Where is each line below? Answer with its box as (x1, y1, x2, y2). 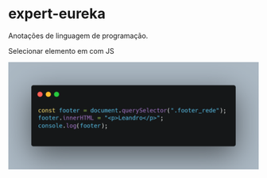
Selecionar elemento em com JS (8, 46, 114, 55)
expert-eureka (8, 5, 106, 23)
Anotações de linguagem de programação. (8, 31, 149, 40)
